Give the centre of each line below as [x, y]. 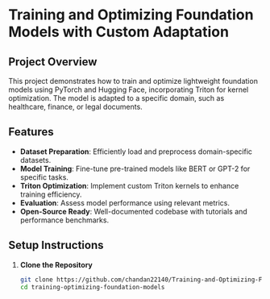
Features [31, 132]
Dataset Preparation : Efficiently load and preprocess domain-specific [136, 152]
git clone [37, 280]
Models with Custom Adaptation [119, 32]
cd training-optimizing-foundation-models [92, 287]
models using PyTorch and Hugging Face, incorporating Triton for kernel [129, 89]
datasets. [35, 160]
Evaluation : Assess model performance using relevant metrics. [125, 202]
